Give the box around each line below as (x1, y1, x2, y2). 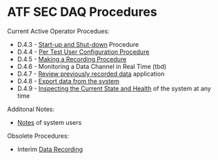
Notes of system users (17, 118, 82, 126)
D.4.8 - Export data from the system (17, 77, 119, 85)
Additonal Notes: (7, 105, 55, 113)
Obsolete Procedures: (7, 132, 70, 140)
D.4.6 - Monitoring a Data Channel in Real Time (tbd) (17, 62, 167, 70)
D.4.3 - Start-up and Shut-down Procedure (17, 40, 139, 48)
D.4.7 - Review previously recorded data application (17, 70, 165, 78)
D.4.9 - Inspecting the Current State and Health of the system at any (17, 84, 212, 92)
